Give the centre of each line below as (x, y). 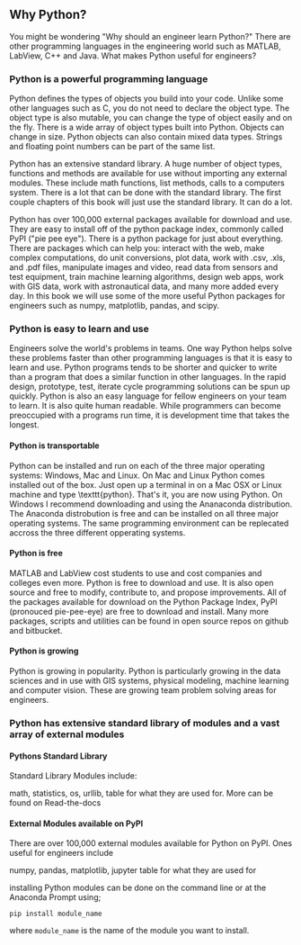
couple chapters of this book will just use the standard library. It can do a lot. (151, 202)
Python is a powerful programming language (109, 78)
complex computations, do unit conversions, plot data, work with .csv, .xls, (147, 258)
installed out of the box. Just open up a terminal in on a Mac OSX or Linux (146, 484)
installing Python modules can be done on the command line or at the (138, 888)
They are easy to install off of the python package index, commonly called (146, 229)
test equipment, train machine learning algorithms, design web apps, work (147, 277)
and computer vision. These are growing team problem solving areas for (143, 690)
